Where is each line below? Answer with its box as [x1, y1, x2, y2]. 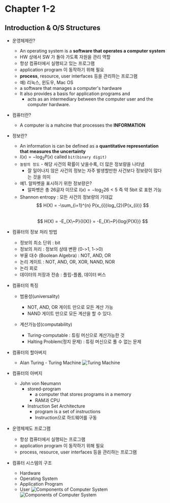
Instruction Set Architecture [27, 403, 86, 409]
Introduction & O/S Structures [5, 23, 101, 32]
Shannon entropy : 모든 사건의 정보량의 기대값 [19, 194, 113, 200]
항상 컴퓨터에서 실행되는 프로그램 [19, 436, 86, 442]
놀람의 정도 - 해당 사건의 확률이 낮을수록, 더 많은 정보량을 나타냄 [19, 161, 145, 167]
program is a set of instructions [35, 408, 101, 414]
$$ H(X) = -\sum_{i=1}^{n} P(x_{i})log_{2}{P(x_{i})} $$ [36, 202, 149, 208]
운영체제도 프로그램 [12, 425, 51, 432]
